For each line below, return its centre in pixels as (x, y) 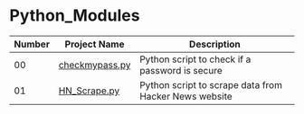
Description (215, 44)
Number (32, 44)
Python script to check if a (195, 59)
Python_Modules (75, 16)
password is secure (181, 70)
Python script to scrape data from (211, 84)
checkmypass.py (95, 65)
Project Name (95, 44)
